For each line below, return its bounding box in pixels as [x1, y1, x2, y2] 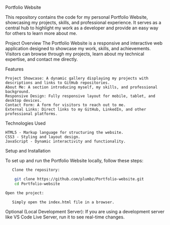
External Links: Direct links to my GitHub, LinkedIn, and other [5, 107, 146, 112]
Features [5, 66, 24, 72]
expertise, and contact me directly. [5, 56, 78, 62]
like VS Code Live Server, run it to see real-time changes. [5, 214, 125, 220]
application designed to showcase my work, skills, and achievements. [5, 46, 151, 51]
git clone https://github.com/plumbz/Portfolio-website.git [14, 176, 144, 181]
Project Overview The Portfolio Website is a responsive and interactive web [5, 40, 163, 46]
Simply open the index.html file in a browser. [12, 200, 115, 205]
